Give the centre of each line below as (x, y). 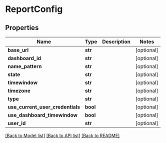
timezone (19, 91)
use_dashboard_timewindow (43, 115)
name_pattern (25, 66)
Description (116, 42)
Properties (22, 28)
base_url (18, 50)
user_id (17, 123)
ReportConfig (34, 9)
